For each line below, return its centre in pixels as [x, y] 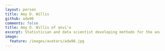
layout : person [21, 9]
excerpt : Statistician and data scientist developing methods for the [79, 32]
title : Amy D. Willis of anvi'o [38, 28]
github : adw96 [20, 18]
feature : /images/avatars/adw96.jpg [47, 41]
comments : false [22, 23]
